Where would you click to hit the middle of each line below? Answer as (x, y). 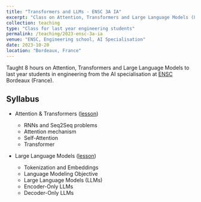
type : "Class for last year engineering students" (71, 28)
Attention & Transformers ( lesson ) (57, 114)
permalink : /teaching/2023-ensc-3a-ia (54, 34)
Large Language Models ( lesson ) (56, 155)
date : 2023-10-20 (28, 45)
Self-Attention (41, 137)
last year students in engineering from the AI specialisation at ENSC (90, 74)
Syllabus (23, 99)
